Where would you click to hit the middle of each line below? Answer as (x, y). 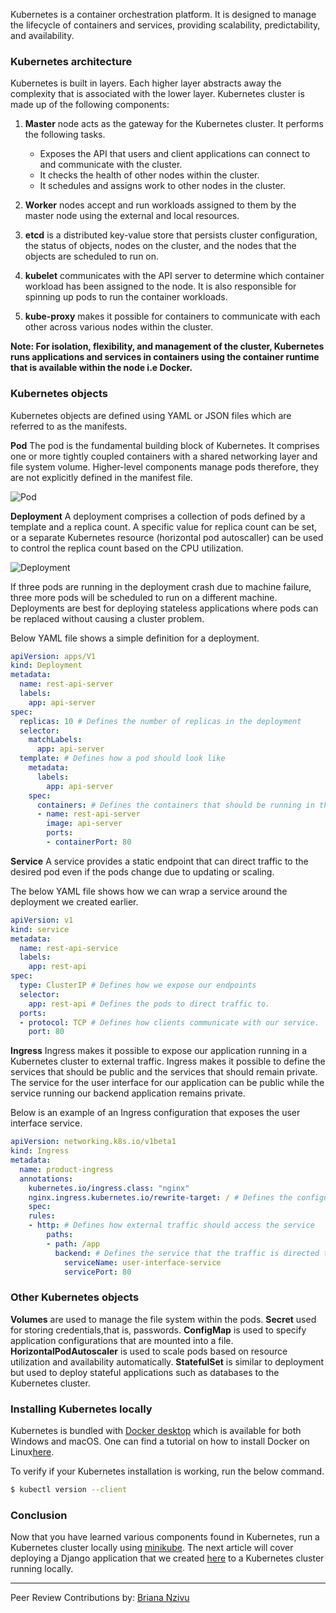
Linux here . (32, 1452)
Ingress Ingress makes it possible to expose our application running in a (159, 1051)
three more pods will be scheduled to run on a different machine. (144, 597)
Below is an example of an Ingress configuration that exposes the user (155, 1113)
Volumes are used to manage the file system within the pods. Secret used (163, 1319)
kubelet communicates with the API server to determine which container (174, 276)
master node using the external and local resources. (132, 216)
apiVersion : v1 (42, 920)
